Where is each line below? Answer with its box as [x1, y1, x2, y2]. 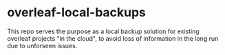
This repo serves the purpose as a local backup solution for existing [7, 27, 200, 35]
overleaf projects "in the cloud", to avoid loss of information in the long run [7, 34, 219, 42]
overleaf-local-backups [7, 5, 147, 20]
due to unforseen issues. [7, 41, 78, 50]
